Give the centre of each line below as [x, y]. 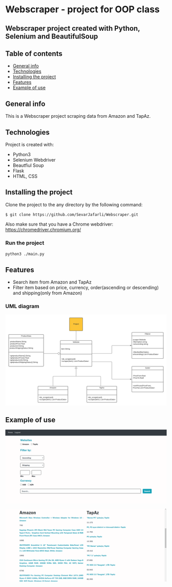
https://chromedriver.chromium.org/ [43, 229]
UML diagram [22, 306]
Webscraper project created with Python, [73, 28]
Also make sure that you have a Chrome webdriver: [59, 224]
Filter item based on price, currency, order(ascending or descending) [86, 287]
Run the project [25, 243]
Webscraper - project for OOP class [83, 9]
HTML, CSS [25, 176]
